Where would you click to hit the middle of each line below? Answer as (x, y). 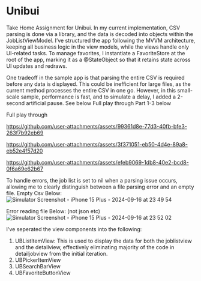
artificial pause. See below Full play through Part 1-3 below (99, 103)
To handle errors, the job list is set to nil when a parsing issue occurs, (92, 180)
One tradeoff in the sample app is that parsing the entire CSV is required (95, 77)
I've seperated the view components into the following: (74, 229)
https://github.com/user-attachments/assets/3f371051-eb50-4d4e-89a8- (97, 144)
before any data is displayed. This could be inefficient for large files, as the (98, 84)
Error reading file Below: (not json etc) (53, 211)
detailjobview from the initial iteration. (61, 253)
